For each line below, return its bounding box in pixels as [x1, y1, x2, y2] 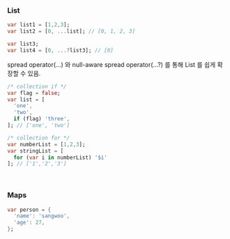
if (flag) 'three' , [13, 116, 70, 123]
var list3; [7, 40, 39, 47]
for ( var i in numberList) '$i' [13, 154, 108, 161]
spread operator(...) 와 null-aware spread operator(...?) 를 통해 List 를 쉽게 [7, 60, 216, 68]
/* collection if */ [7, 83, 68, 90]
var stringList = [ [7, 147, 64, 155]
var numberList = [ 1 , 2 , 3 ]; [7, 141, 86, 148]
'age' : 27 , [13, 219, 45, 226]
